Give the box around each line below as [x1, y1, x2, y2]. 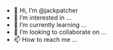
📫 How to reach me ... [13, 36, 77, 43]
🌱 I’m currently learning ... [13, 21, 87, 28]
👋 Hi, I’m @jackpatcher [13, 7, 79, 14]
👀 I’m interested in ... [13, 14, 72, 22]
